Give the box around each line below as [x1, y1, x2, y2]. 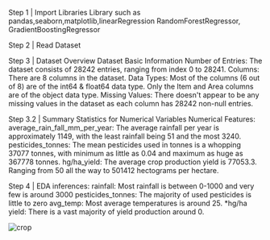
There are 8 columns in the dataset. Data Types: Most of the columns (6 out [8, 73, 260, 82]
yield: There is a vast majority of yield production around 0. [8, 207, 205, 217]
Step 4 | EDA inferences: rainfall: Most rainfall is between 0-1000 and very [8, 181, 255, 191]
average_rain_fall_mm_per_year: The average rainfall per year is [8, 123, 220, 132]
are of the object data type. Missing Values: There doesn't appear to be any [8, 90, 260, 100]
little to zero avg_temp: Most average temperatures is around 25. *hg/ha [8, 198, 247, 208]
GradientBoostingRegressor [8, 25, 101, 34]
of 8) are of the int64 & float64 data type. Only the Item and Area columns [8, 81, 254, 91]
